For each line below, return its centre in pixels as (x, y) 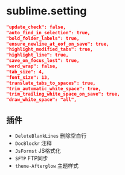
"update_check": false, (36, 27)
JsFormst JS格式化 (38, 151)
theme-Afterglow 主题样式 (47, 166)
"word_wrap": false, (32, 66)
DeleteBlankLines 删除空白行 (51, 136)
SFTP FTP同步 (31, 158)
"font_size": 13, (28, 77)
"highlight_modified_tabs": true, (50, 49)
